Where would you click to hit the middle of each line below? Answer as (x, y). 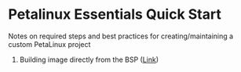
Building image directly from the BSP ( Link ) (89, 59)
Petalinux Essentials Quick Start (115, 14)
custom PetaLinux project (49, 44)
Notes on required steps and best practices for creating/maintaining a (121, 36)
